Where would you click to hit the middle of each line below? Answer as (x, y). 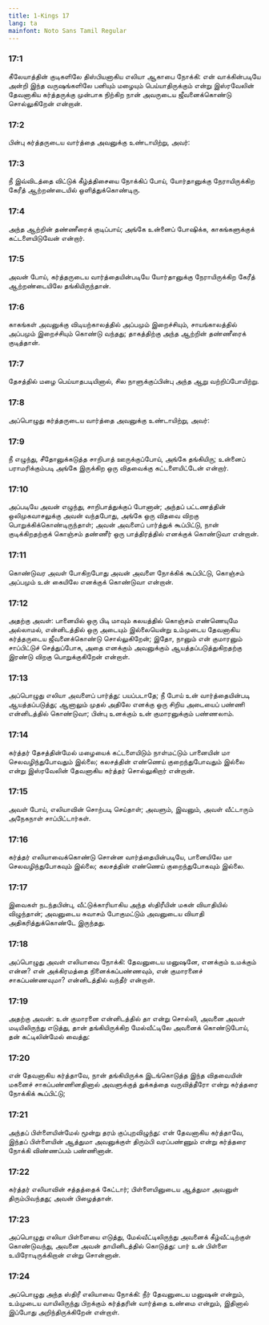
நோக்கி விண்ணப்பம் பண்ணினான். (61, 1150)
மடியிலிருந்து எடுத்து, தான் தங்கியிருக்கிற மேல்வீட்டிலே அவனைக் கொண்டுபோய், (129, 1028)
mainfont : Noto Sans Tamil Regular (68, 31)
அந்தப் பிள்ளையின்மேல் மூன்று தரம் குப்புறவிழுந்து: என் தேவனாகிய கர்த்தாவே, (126, 1132)
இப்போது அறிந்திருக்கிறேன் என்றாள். (64, 1312)
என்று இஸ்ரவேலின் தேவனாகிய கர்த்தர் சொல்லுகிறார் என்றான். (102, 770)
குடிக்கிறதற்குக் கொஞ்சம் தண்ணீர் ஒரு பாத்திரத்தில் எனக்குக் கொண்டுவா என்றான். (134, 534)
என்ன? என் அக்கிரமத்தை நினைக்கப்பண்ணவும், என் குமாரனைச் (105, 970)
